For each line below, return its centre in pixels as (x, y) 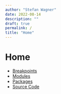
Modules (21, 76)
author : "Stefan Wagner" (31, 10)
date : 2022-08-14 (23, 14)
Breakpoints (25, 71)
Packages (23, 81)
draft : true (17, 23)
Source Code (26, 87)
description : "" (22, 19)
